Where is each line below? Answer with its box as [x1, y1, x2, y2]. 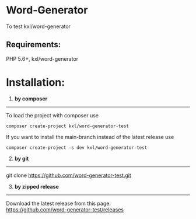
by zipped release [14, 183, 60, 190]
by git [14, 155, 29, 162]
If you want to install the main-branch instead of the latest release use [6, 133, 174, 140]
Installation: [6, 75, 65, 89]
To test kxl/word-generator [6, 23, 71, 30]
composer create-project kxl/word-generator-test [6, 123, 129, 129]
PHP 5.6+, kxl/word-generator [6, 55, 79, 62]
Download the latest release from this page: [6, 200, 111, 207]
